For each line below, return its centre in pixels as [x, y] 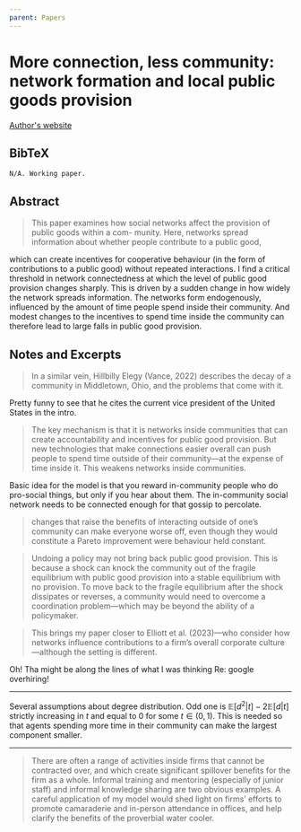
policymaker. [55, 615]
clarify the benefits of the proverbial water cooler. [123, 818]
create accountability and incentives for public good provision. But [154, 439]
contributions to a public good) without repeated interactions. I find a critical [150, 269]
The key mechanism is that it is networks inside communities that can [159, 430]
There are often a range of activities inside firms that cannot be [148, 760]
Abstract [34, 201]
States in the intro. [43, 412]
